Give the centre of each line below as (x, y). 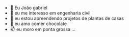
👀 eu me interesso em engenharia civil (50, 13)
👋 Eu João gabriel (29, 8)
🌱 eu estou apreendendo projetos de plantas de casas (67, 18)
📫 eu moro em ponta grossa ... (43, 29)
